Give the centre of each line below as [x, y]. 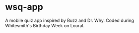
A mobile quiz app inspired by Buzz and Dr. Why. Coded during [69, 20]
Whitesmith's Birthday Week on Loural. [45, 25]
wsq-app [24, 7]
